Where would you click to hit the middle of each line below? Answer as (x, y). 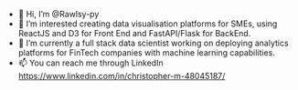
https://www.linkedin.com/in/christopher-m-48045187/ (122, 76)
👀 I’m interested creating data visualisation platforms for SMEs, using (148, 24)
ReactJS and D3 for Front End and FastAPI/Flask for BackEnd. (134, 33)
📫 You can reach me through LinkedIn (90, 63)
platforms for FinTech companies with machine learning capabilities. (147, 53)
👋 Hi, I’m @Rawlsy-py (59, 14)
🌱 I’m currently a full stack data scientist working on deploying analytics (154, 43)
